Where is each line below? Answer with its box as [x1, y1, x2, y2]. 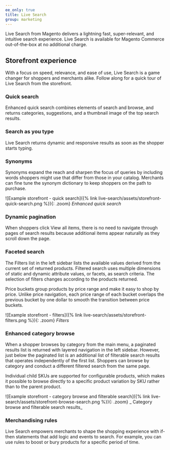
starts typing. [5, 145, 33, 151]
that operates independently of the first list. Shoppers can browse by [5, 357, 150, 363]
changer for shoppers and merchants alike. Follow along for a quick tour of [5, 75, 161, 81]
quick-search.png [5, 201, 43, 207]
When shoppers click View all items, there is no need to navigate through [5, 225, 158, 231]
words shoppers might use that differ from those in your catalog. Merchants [5, 175, 164, 181]
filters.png [5, 317, 27, 323]
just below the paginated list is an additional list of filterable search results [5, 352, 160, 358]
